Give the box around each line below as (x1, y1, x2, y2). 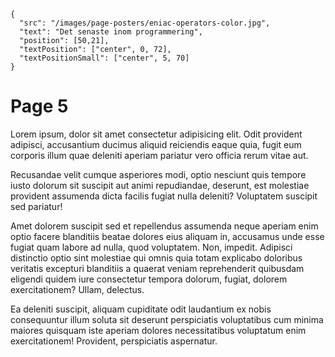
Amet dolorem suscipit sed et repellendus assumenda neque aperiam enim (10, 220, 319, 232)
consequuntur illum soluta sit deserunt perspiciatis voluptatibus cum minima (10, 313, 324, 325)
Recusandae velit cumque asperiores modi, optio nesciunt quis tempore (10, 168, 307, 180)
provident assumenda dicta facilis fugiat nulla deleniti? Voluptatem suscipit (10, 190, 318, 202)
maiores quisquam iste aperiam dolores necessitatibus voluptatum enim (10, 324, 307, 336)
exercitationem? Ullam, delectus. (10, 283, 145, 295)
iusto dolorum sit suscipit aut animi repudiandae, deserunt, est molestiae (10, 179, 310, 191)
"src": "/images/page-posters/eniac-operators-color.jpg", (19, 18, 271, 28)
